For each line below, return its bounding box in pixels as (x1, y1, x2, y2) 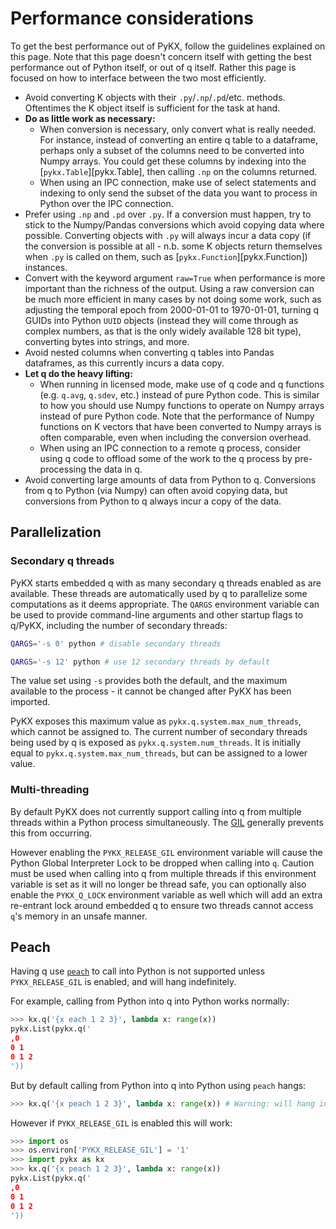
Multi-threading (10, 783, 90, 797)
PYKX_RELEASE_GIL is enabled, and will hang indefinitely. (10, 976, 237, 988)
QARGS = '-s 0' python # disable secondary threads (10, 638, 222, 649)
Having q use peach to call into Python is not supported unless (10, 965, 266, 977)
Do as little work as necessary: (24, 112, 156, 124)
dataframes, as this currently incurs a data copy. (24, 357, 225, 369)
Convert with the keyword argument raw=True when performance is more (24, 272, 326, 284)
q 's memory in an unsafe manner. (10, 910, 148, 922)
